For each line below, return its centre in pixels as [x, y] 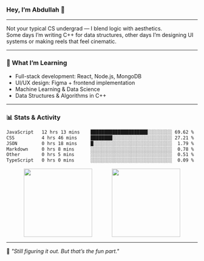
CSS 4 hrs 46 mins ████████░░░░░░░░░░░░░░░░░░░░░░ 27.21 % [100, 138]
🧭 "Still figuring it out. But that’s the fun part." [63, 251]
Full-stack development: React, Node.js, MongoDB [78, 76]
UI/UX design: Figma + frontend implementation [75, 83]
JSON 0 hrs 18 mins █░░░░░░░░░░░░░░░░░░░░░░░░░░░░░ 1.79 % [100, 143]
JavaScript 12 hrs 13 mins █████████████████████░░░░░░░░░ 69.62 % [100, 132]
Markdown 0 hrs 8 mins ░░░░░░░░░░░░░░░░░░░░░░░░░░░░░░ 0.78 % [100, 149]
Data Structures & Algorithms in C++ [61, 95]
